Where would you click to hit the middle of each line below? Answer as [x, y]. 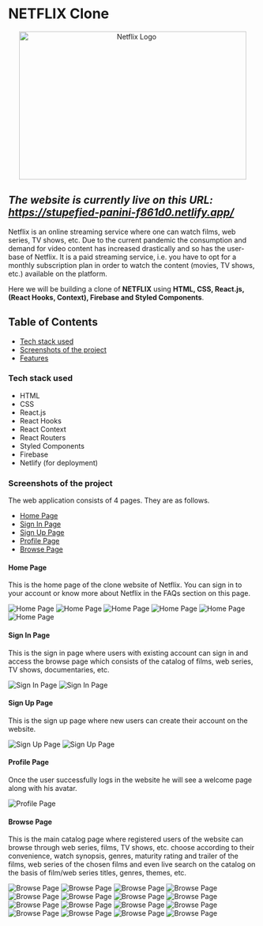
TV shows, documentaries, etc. [59, 669]
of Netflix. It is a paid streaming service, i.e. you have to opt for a [131, 257]
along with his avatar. [43, 788]
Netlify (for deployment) [59, 462]
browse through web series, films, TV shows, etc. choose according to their [131, 848]
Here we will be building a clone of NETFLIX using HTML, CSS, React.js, [126, 288]
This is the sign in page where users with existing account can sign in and [128, 653]
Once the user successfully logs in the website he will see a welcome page [130, 780]
